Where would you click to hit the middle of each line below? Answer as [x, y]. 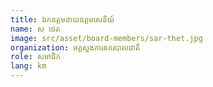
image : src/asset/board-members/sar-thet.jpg [106, 38]
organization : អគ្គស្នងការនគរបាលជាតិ [75, 47]
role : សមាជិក [36, 57]
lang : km [28, 66]
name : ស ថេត [35, 29]
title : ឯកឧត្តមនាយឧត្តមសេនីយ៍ [62, 19]
